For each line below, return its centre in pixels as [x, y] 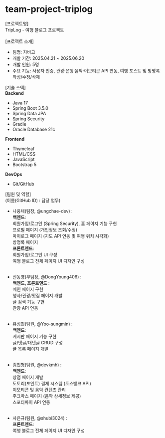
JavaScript [23, 159]
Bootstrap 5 [24, 164]
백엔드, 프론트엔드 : [31, 283]
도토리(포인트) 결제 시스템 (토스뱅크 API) [52, 383]
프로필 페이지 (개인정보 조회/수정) [45, 229]
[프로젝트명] [17, 23]
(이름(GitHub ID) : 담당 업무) [33, 200]
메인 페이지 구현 [28, 289]
